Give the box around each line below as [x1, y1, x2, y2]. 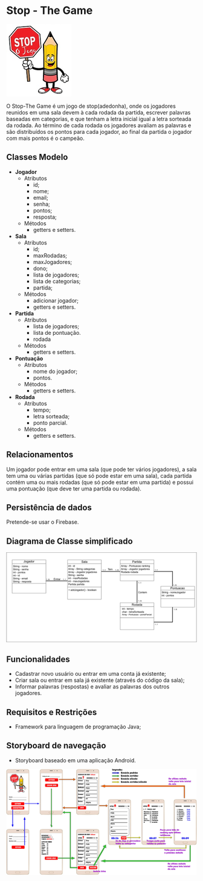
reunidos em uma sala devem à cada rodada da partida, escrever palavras [6, 108, 191, 116]
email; [33, 194, 48, 201]
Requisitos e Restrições [6, 707, 97, 718]
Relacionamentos [6, 449, 74, 460]
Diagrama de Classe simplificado [6, 536, 133, 546]
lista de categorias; [33, 277, 81, 285]
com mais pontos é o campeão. [6, 134, 85, 142]
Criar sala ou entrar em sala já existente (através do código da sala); [14, 676, 185, 684]
